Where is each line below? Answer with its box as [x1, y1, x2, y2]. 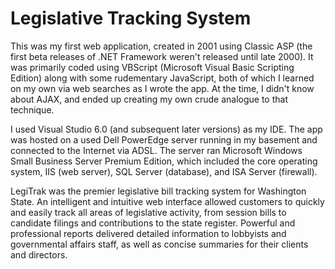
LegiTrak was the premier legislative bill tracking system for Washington [10, 185, 307, 197]
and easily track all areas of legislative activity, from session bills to [10, 206, 287, 218]
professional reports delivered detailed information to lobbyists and [10, 227, 287, 239]
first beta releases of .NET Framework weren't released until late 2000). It [10, 50, 314, 62]
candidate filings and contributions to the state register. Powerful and [10, 217, 296, 229]
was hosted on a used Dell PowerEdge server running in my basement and [10, 133, 318, 146]
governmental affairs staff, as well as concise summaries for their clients [10, 238, 309, 250]
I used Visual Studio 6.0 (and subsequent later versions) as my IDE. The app [10, 123, 323, 135]
